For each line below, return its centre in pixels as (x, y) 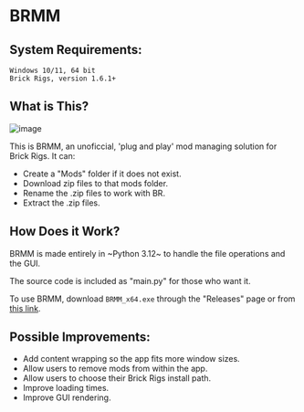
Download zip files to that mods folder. (95, 183)
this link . (25, 308)
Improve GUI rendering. (67, 397)
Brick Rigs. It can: (42, 155)
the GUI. (25, 263)
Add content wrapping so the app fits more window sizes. (131, 359)
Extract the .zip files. (61, 203)
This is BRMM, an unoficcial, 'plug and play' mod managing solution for (143, 146)
